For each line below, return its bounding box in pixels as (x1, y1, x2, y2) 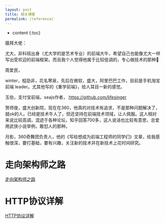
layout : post (5, 7, 32, 12)
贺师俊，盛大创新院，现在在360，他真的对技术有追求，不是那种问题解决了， (5, 105, 160, 111)
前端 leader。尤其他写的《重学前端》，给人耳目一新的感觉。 (5, 84, 125, 90)
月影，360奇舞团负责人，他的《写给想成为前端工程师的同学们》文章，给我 (5, 134, 156, 140)
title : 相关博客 (5, 12, 35, 17)
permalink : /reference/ (5, 16, 54, 21)
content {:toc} (12, 30, 41, 36)
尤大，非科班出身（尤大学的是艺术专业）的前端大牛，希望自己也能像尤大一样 (5, 50, 161, 57)
